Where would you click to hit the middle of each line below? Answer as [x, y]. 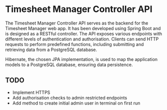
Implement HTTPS [31, 92]
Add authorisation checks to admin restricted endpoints [70, 97]
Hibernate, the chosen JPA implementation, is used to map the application [81, 59]
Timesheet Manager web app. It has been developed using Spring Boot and [83, 28]
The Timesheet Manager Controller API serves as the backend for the [77, 23]
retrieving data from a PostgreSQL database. [51, 49]
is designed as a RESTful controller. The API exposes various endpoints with [84, 33]
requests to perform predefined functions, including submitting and [74, 44]
